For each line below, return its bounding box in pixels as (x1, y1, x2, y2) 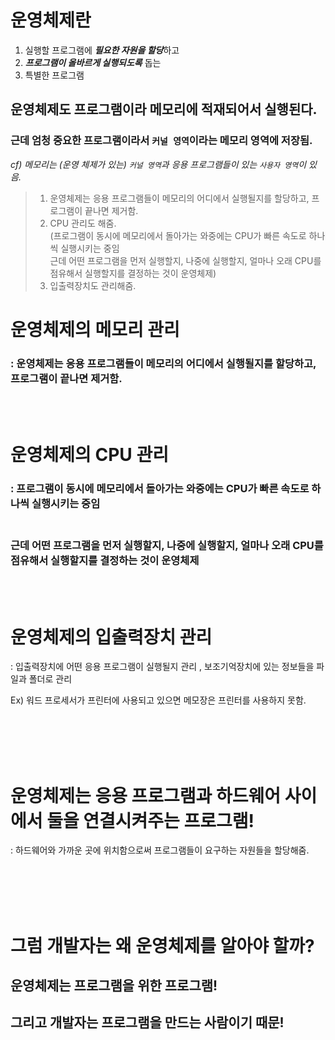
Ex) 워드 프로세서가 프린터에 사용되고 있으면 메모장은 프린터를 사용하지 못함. (10, 694, 307, 706)
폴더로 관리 (28, 673, 73, 685)
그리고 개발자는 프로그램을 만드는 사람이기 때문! (10, 1014, 285, 1031)
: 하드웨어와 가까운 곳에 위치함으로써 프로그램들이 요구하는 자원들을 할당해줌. (10, 844, 310, 856)
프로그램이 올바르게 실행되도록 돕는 (24, 56, 162, 68)
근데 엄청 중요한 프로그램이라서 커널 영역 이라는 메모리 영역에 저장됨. (10, 134, 313, 148)
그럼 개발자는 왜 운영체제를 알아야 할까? (10, 934, 315, 957)
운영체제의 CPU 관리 (10, 444, 169, 466)
